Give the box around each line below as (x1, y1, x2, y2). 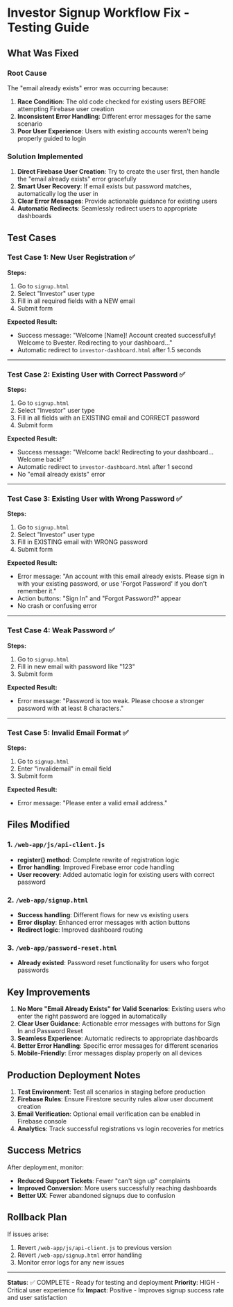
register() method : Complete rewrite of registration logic (17, 855, 180, 864)
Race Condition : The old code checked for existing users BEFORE (17, 97, 207, 106)
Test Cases (7, 231, 57, 244)
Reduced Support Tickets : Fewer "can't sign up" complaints (17, 1176, 191, 1185)
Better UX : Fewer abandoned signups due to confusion (17, 1191, 175, 1199)
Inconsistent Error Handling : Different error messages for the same (17, 112, 212, 120)
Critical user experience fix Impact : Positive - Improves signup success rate (7, 1285, 224, 1294)
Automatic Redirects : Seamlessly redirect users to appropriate (17, 204, 198, 213)
